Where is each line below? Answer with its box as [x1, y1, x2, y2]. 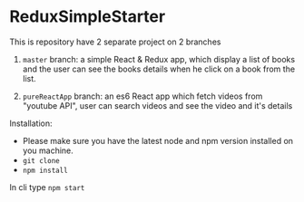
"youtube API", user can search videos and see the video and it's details [22, 100, 293, 111]
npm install [22, 166, 68, 175]
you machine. [22, 145, 74, 156]
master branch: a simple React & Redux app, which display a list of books [22, 53, 296, 64]
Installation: [9, 118, 53, 129]
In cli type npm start [9, 181, 85, 192]
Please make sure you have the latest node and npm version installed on [22, 135, 293, 146]
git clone [22, 156, 61, 165]
